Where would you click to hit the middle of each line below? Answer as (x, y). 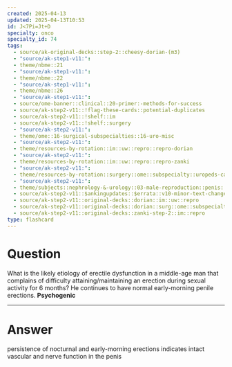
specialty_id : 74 (32, 39)
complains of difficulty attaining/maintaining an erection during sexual (106, 280)
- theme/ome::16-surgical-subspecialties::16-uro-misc (94, 136)
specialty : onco (30, 33)
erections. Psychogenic (41, 295)
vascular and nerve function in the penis (65, 356)
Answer (30, 329)
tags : (15, 46)
